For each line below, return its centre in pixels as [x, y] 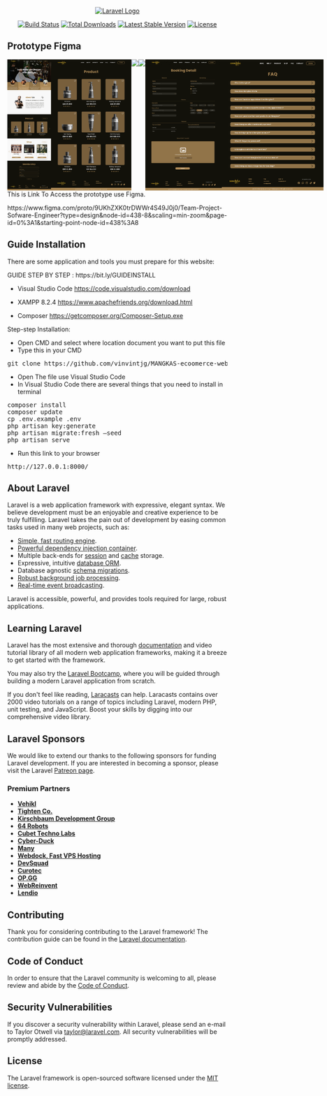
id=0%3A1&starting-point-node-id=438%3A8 [73, 222]
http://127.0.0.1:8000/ [48, 466]
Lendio [28, 893]
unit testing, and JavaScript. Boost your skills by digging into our [100, 709]
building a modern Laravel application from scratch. [81, 681]
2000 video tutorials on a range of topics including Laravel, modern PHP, [112, 702]
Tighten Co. [35, 812]
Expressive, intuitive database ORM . [69, 563]
